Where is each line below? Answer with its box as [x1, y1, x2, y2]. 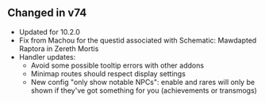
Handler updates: [18, 52, 76, 61]
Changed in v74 [7, 6, 87, 20]
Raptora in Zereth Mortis [18, 43, 99, 53]
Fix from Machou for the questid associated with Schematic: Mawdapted [18, 35, 257, 45]
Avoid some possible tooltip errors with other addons [30, 61, 204, 70]
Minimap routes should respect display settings [30, 68, 186, 78]
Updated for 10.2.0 [18, 27, 80, 36]
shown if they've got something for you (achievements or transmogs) [30, 86, 257, 95]
